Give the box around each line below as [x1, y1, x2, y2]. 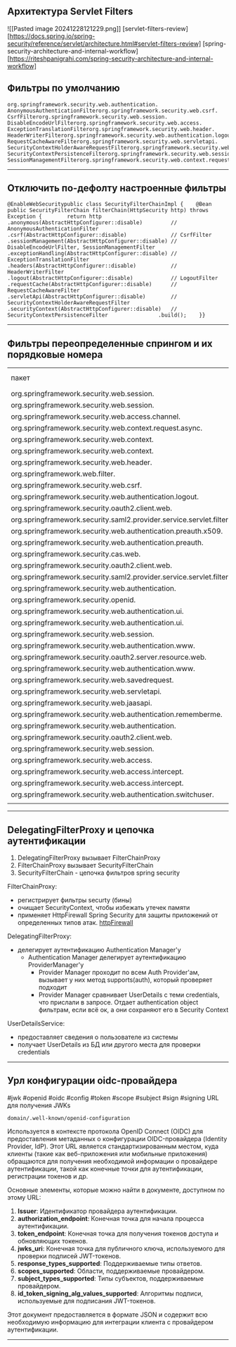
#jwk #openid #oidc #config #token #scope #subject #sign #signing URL [7, 1093, 219, 1102]
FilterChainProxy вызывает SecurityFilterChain [17, 861, 154, 870]
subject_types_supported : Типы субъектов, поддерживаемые [17, 1274, 204, 1282]
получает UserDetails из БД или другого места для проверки [17, 1040, 201, 1049]
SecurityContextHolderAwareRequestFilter [7, 300, 131, 307]
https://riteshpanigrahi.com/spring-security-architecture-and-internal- [9, 54, 214, 63]
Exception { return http [7, 213, 102, 221]
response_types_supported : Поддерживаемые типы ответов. [17, 1259, 202, 1267]
